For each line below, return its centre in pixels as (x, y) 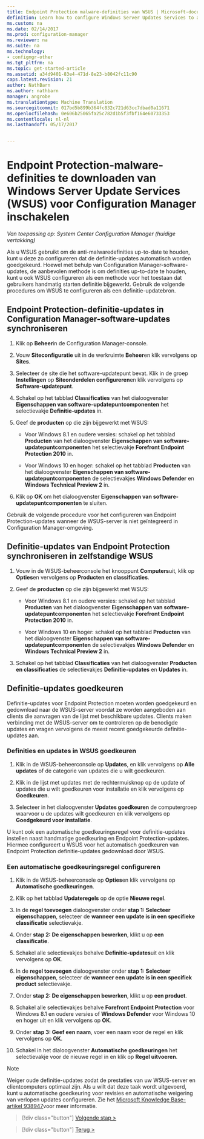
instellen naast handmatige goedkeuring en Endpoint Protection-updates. (98, 838)
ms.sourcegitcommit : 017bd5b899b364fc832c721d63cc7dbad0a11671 (88, 108)
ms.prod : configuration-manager (48, 35)
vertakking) (21, 240)
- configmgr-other (30, 57)
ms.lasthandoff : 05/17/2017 (42, 125)
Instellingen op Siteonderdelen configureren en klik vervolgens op (99, 379)
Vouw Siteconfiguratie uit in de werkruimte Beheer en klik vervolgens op (106, 355)
